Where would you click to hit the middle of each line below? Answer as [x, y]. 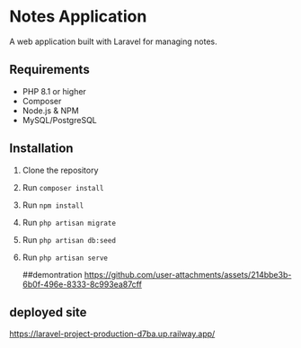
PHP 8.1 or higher [54, 91]
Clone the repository [60, 170]
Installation [41, 149]
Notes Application [78, 17]
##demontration [52, 274]
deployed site [48, 312]
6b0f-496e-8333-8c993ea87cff [82, 284]
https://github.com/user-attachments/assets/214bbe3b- [188, 274]
